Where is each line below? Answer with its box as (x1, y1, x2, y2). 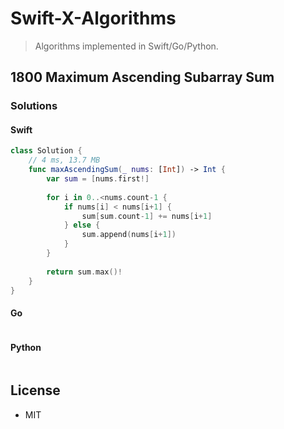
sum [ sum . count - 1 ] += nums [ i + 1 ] (81, 211, 213, 221)
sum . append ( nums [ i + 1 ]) (81, 230, 177, 240)
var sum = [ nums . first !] (46, 174, 150, 184)
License (10, 382, 61, 399)
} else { (63, 220, 101, 231)
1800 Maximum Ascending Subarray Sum (10, 69, 275, 86)
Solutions (10, 99, 58, 113)
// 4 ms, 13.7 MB (28, 155, 101, 166)
